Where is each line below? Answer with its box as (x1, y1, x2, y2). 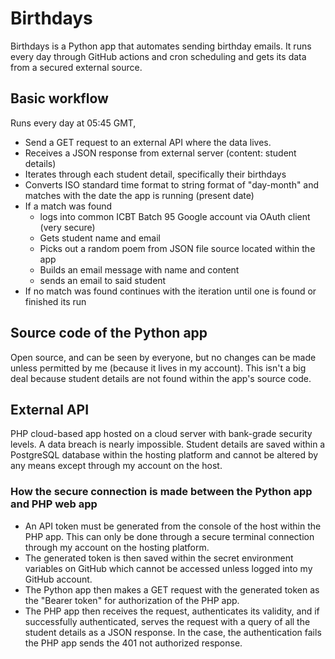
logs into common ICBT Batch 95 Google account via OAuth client (39, 210, 311, 222)
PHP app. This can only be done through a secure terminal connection (24, 530, 315, 542)
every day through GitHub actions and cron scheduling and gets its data (10, 50, 307, 62)
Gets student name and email (39, 232, 161, 244)
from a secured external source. (10, 61, 143, 73)
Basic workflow (10, 90, 109, 107)
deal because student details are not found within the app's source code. (10, 372, 312, 384)
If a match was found (24, 200, 113, 212)
